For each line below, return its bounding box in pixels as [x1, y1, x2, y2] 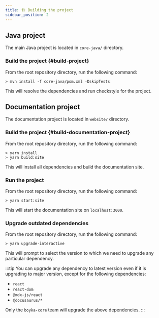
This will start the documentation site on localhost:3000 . [5, 207, 123, 213]
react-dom [12, 287, 34, 292]
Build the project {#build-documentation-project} [5, 129, 131, 136]
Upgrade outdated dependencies [5, 219, 89, 227]
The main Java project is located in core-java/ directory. [5, 44, 123, 51]
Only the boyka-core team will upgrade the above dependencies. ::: [5, 307, 145, 313]
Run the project [5, 177, 44, 184]
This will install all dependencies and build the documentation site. [5, 164, 144, 170]
